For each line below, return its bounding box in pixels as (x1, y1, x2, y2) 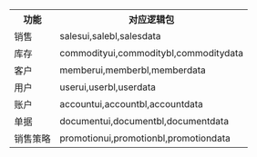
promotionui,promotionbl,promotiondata (59, 132, 231, 144)
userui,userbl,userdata (59, 81, 157, 93)
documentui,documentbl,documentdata (59, 115, 230, 127)
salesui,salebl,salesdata (59, 30, 161, 42)
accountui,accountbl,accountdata (59, 98, 203, 110)
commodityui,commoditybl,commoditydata (59, 47, 244, 59)
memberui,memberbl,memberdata (59, 64, 207, 76)
